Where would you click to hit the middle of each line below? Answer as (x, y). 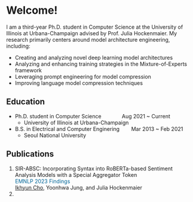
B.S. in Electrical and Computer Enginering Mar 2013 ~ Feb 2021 (99, 128)
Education (26, 102)
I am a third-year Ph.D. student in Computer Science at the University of (95, 27)
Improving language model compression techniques (79, 83)
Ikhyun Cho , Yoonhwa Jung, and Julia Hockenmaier (78, 187)
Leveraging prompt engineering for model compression (83, 76)
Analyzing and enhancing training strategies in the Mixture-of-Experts (101, 64)
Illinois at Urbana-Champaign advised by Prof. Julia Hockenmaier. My (92, 33)
